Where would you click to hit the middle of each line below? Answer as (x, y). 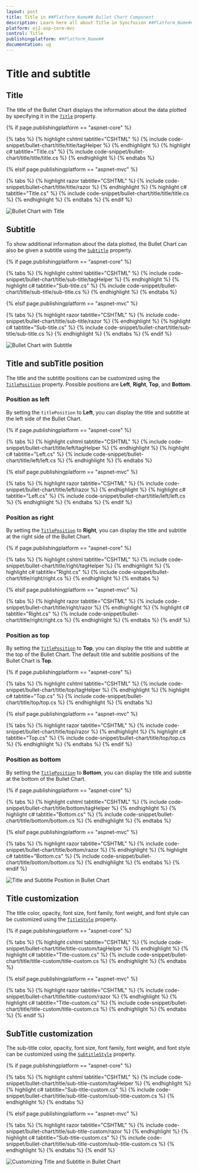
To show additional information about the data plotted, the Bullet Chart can (97, 244)
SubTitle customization (49, 1034)
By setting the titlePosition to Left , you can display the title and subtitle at (98, 412)
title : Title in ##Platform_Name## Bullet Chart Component (80, 17)
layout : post (22, 12)
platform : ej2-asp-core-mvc (41, 28)
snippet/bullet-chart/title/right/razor (49, 608)
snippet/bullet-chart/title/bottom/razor (52, 849)
